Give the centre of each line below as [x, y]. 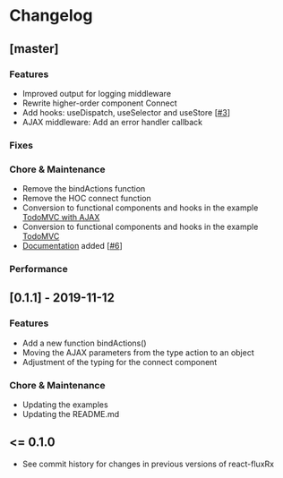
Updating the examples [65, 405]
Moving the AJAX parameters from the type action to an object [138, 352]
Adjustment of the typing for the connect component [120, 362]
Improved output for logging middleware [97, 93]
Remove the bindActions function [84, 189]
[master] [34, 49]
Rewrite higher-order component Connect [99, 103]
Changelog [51, 16]
